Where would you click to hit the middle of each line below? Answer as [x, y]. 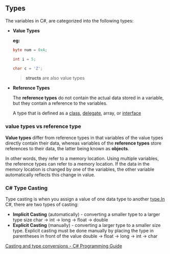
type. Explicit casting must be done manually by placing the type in [83, 231]
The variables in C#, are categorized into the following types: [69, 20]
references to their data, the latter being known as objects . [67, 148]
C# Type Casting [26, 188]
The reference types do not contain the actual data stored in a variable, [88, 98]
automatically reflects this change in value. [50, 175]
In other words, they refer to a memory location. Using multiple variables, [82, 158]
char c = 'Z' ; [28, 68]
